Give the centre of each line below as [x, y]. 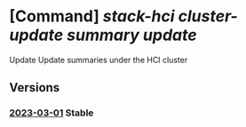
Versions [35, 87]
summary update [131, 35]
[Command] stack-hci [92, 16]
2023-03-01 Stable [52, 113]
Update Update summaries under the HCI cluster [99, 60]
